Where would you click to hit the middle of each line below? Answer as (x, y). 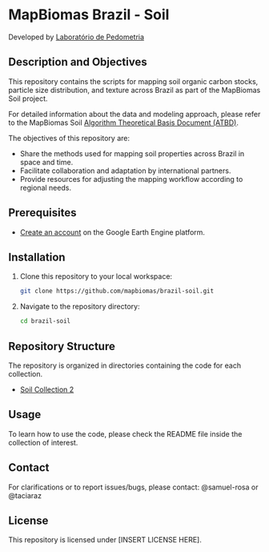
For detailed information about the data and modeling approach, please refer (134, 114)
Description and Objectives (78, 62)
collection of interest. (43, 442)
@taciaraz (25, 495)
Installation (37, 257)
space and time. (46, 162)
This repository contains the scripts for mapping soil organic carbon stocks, (133, 81)
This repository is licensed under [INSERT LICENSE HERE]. (105, 540)
